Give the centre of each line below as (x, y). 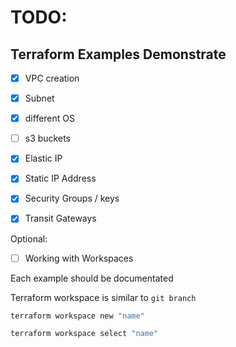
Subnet (39, 98)
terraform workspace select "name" (84, 334)
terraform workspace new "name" (77, 316)
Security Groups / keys (72, 198)
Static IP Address (60, 178)
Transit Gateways (60, 218)
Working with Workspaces (79, 258)
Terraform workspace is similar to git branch (103, 297)
